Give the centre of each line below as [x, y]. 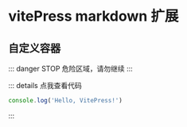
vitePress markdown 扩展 [93, 16]
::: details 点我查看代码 [45, 85]
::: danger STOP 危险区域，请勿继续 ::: [70, 69]
